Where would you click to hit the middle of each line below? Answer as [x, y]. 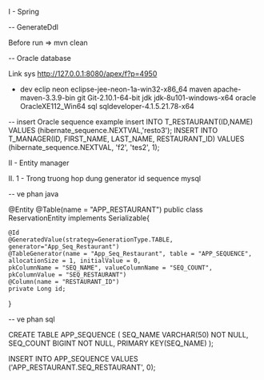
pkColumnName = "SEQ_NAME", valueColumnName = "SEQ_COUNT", [111, 268]
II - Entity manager [39, 163]
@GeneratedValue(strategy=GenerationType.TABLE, [91, 240]
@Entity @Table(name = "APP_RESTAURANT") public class [106, 209]
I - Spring [24, 12]
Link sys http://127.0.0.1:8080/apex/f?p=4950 [83, 74]
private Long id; [37, 289]
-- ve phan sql [32, 319]
